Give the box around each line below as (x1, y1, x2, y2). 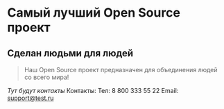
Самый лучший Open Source (7, 5, 180, 21)
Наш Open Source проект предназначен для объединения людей (24, 66, 218, 74)
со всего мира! (24, 73, 69, 81)
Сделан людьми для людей (7, 47, 134, 59)
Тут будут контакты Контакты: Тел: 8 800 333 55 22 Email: (7, 87, 179, 94)
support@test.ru (7, 94, 54, 102)
